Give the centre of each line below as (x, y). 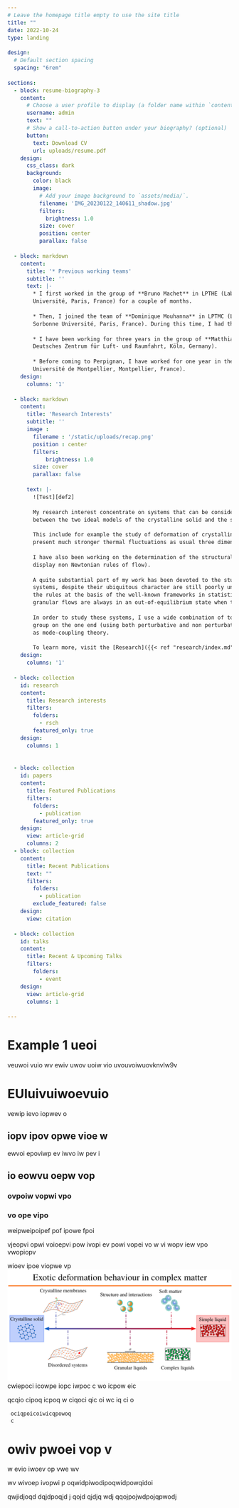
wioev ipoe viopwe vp (39, 1266)
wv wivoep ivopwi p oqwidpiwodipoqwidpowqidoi (80, 1483)
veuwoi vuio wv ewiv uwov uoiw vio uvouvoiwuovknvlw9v (92, 1065)
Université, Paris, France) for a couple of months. (113, 301)
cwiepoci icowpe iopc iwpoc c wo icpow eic (72, 1386)
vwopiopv (22, 1252)
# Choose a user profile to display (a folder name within (115, 106)
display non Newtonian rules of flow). (92, 565)
